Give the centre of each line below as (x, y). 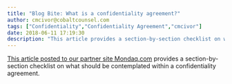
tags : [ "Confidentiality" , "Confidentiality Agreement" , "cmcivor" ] (105, 26)
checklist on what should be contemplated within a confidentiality (123, 66)
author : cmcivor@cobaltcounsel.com (58, 20)
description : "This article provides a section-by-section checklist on (114, 39)
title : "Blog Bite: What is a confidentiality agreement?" (94, 13)
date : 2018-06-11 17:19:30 (46, 33)
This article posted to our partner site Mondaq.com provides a (96, 59)
